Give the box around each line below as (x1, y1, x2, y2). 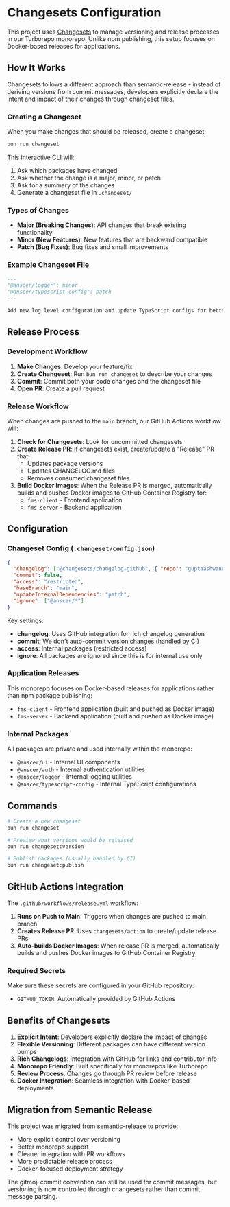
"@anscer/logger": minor (7, 282, 78, 289)
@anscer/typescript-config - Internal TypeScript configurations (16, 780, 196, 788)
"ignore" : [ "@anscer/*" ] (13, 597, 84, 605)
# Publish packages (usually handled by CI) (7, 856, 136, 863)
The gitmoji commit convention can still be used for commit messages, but (7, 1177, 218, 1186)
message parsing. (7, 1192, 58, 1200)
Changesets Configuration (7, 5, 162, 21)
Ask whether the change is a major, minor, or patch (16, 174, 162, 182)
